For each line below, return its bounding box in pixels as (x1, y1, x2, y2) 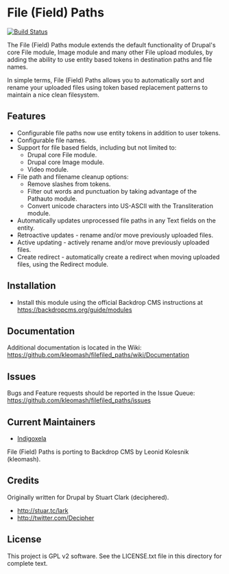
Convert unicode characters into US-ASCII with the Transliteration (27, 201, 214, 210)
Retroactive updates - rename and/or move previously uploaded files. (16, 231, 214, 239)
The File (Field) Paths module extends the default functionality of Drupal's (7, 41, 216, 49)
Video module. (27, 165, 69, 173)
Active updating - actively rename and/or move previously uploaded (16, 238, 210, 246)
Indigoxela (16, 435, 47, 442)
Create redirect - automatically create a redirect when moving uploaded (16, 253, 220, 261)
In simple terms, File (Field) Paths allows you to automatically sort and (7, 76, 204, 84)
